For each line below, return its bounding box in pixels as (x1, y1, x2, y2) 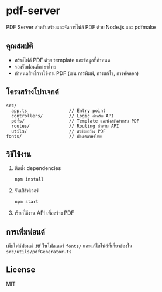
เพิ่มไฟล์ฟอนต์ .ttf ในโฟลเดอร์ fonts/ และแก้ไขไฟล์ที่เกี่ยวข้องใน (6, 242, 133, 249)
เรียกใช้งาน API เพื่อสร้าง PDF (14, 209, 74, 216)
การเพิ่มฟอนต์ (6, 227, 45, 237)
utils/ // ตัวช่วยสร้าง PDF (11, 128, 106, 134)
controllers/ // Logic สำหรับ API (11, 113, 114, 118)
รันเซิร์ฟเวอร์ (14, 187, 39, 194)
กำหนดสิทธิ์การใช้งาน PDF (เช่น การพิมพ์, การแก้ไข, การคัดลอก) (14, 69, 139, 77)
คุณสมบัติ (6, 41, 33, 51)
